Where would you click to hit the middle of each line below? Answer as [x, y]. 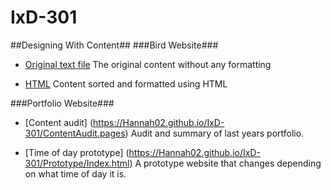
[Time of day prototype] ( [77, 152]
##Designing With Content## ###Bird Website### [114, 45]
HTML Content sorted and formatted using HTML [126, 83]
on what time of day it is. [75, 173]
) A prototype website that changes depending [225, 163]
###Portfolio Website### [62, 103]
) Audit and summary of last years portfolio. [214, 133]
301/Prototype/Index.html [77, 163]
